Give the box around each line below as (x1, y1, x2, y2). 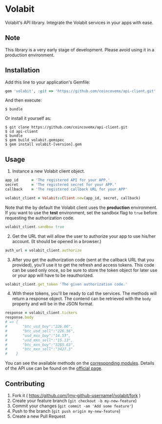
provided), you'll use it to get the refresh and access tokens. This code (12, 262, 155, 268)
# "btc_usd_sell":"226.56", (5, 329, 76, 334)
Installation (5, 66, 40, 74)
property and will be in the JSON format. (12, 301, 94, 307)
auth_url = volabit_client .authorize (5, 248, 82, 253)
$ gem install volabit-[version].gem (5, 142, 82, 147)
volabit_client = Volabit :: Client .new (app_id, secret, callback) (5, 196, 141, 201)
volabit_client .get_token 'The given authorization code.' (5, 282, 128, 287)
